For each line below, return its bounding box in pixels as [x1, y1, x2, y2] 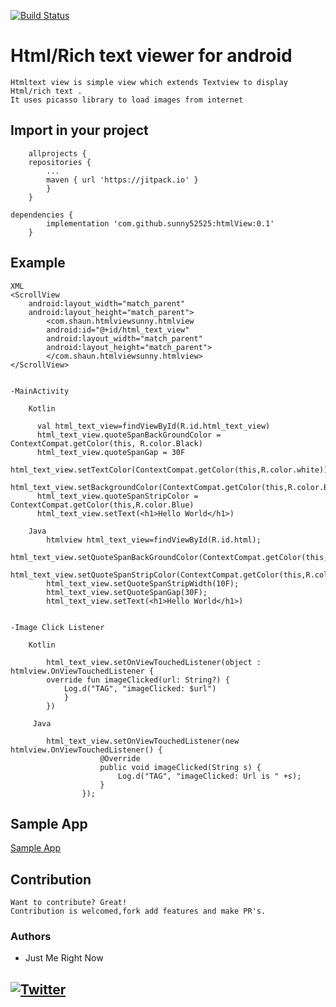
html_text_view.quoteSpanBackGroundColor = [36, 430, 222, 440]
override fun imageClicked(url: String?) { [46, 675, 230, 685]
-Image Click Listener [10, 622, 105, 632]
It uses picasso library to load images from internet [10, 95, 244, 105]
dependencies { [10, 210, 74, 220]
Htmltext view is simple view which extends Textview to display [10, 77, 288, 87]
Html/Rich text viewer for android [10, 45, 293, 67]
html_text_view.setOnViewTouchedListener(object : [46, 657, 262, 667]
